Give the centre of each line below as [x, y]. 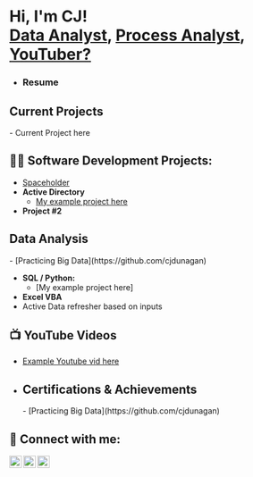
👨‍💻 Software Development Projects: [111, 161]
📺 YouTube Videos [63, 335]
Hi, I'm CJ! [48, 17]
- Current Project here [50, 132]
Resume [41, 82]
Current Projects [56, 111]
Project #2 [42, 211]
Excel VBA [42, 297]
